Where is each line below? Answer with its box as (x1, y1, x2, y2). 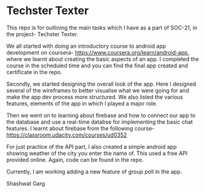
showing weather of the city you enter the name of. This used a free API (6, 149, 188, 157)
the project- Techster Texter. (6, 30, 78, 37)
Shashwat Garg (6, 180, 45, 187)
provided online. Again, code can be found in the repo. (6, 156, 144, 163)
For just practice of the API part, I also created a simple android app (6, 143, 177, 150)
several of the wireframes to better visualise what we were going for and (6, 86, 190, 94)
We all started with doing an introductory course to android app (6, 42, 166, 50)
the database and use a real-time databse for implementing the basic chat (6, 118, 193, 126)
